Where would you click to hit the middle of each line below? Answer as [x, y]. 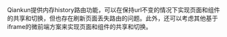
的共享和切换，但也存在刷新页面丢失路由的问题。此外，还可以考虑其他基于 [112, 18]
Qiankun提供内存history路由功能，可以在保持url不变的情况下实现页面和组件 [113, 10]
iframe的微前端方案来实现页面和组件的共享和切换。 [80, 27]
